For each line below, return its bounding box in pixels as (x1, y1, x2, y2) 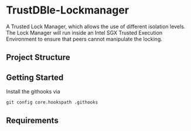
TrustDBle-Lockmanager (6, 4, 129, 17)
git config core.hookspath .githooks (6, 99, 98, 106)
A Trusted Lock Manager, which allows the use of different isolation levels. (6, 23, 186, 30)
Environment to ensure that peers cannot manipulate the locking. (6, 35, 162, 42)
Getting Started (6, 72, 64, 82)
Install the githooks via (6, 88, 60, 95)
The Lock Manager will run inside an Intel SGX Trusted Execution (6, 29, 163, 36)
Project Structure (6, 52, 70, 62)
